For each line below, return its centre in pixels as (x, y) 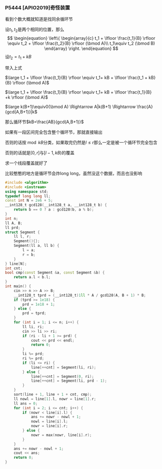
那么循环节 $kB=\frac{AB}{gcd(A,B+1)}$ (44, 122)
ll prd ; (13, 227)
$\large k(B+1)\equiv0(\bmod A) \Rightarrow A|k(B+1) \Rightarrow (70, 106)
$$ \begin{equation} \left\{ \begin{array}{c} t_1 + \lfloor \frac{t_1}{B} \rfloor (81, 38)
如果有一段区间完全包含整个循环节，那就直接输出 (54, 132)
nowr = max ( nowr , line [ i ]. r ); (61, 435)
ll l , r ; (22, 237)
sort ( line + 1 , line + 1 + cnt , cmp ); (53, 395)
